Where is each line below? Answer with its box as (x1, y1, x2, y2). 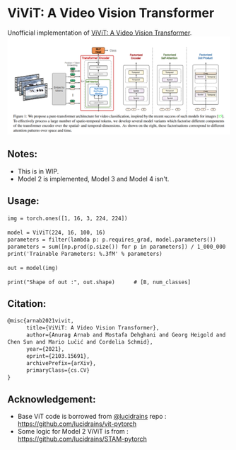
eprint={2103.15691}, (25, 353, 90, 360)
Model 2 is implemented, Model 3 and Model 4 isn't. (17, 174, 170, 183)
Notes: (7, 148, 37, 160)
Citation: (7, 298, 47, 310)
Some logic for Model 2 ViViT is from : (17, 427, 129, 436)
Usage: (7, 195, 40, 207)
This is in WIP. (17, 167, 59, 175)
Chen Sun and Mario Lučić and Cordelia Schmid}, (7, 339, 153, 346)
